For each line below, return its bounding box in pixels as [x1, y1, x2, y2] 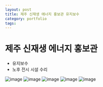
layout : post [5, 7, 32, 12]
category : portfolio [5, 16, 47, 21]
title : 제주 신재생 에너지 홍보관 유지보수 [5, 12, 80, 17]
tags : [5, 21, 16, 26]
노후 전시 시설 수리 [12, 66, 48, 72]
